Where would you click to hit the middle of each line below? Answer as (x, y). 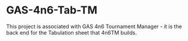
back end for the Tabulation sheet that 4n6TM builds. (72, 32)
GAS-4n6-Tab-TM (52, 10)
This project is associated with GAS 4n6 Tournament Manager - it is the (94, 26)
